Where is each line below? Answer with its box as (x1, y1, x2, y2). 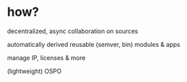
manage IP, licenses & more (7, 53, 86, 62)
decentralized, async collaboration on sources (7, 27, 139, 35)
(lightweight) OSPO (7, 67, 62, 75)
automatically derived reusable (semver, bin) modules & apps (7, 40, 181, 48)
